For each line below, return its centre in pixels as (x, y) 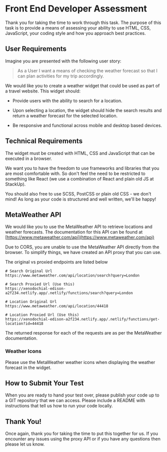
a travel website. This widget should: (43, 91)
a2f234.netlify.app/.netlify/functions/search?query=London (69, 293)
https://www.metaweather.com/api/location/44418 (57, 306)
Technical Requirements (44, 141)
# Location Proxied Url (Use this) (42, 315)
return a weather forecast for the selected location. (65, 115)
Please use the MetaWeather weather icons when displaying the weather (80, 362)
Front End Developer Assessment (76, 9)
